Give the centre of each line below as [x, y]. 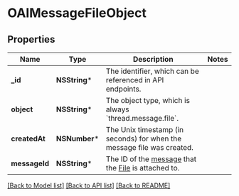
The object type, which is [148, 100]
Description [153, 59]
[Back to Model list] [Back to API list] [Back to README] [89, 185]
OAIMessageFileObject [77, 13]
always [117, 109]
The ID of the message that [151, 159]
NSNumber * [78, 138]
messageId [30, 163]
